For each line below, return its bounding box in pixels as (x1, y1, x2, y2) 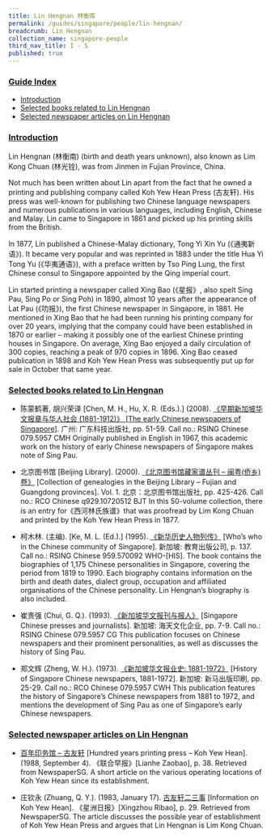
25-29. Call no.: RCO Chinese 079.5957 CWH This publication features (19, 683, 256, 692)
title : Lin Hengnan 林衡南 (8, 11, 95, 20)
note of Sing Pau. (19, 450, 78, 459)
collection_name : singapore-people (8, 34, 129, 43)
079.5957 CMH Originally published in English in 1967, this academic (19, 433, 248, 442)
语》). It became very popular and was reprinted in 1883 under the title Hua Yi (8, 248, 264, 259)
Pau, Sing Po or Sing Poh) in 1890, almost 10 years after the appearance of (8, 294, 257, 303)
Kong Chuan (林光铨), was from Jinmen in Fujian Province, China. (8, 161, 227, 171)
